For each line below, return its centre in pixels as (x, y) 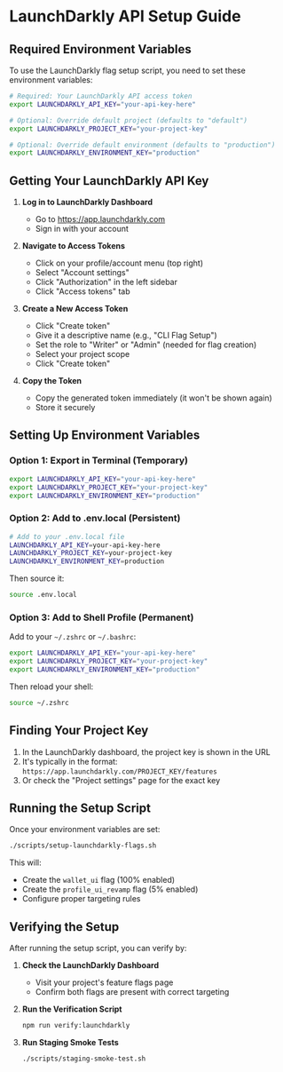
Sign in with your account (82, 229)
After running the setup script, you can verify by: (98, 949)
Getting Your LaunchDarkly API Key (109, 181)
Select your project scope (83, 354)
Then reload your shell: (51, 687)
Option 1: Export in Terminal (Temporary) (99, 461)
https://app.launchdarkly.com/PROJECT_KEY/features (119, 771)
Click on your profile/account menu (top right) (119, 263)
